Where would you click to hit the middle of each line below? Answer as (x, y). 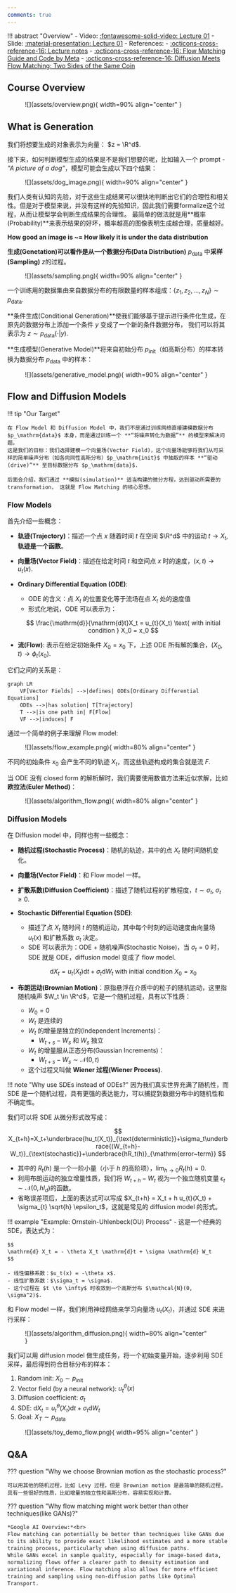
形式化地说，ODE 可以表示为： (72, 609)
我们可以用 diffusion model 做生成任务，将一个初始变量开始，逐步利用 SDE (115, 1355)
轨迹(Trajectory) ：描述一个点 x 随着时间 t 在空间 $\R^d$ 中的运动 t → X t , (123, 536)
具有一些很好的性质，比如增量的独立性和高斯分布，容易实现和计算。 (91, 1493)
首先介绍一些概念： (35, 521)
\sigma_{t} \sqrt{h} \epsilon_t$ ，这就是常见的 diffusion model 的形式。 (119, 1207)
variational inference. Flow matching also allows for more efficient (113, 1570)
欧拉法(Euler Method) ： (42, 787)
